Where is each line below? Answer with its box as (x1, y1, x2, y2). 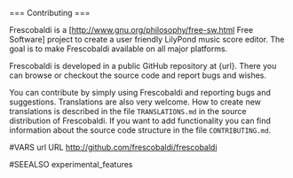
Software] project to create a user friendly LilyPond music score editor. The (9, 35, 285, 44)
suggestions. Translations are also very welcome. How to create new (9, 97, 262, 107)
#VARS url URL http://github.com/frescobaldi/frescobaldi (9, 142, 218, 152)
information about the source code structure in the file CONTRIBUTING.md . (9, 125, 272, 135)
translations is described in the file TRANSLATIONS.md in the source (9, 106, 247, 116)
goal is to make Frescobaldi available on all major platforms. (9, 43, 228, 54)
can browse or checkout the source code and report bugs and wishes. (9, 70, 267, 81)
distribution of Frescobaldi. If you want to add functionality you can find (9, 115, 271, 126)
